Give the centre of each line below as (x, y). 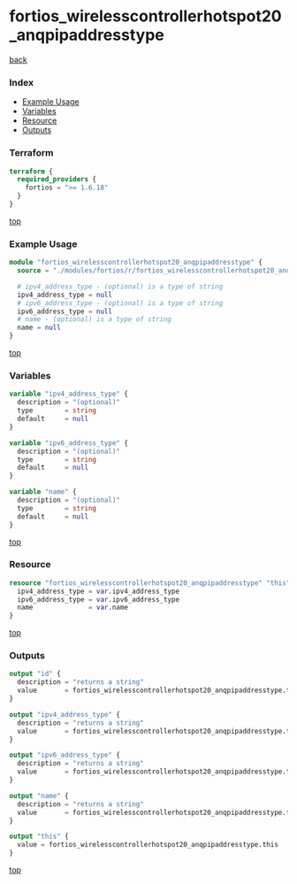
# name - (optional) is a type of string (95, 319)
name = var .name (72, 608)
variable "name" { (43, 492)
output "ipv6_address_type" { (65, 755)
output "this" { (39, 837)
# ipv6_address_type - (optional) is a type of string (120, 303)
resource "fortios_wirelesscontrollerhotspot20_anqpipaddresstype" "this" (150, 583)
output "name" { (39, 796)
